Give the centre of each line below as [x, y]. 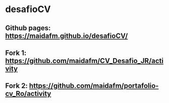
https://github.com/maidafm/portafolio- [94, 86]
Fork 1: [16, 53]
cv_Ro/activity [28, 94]
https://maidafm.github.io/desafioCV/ [67, 36]
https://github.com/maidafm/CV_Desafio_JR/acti [84, 61]
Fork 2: [16, 86]
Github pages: [28, 28]
